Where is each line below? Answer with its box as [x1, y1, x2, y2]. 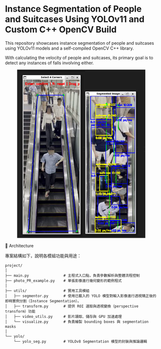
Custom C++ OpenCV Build [5, 24, 117, 35]
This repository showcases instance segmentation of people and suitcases [5, 40, 154, 46]
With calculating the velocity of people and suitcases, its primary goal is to [5, 54, 153, 60]
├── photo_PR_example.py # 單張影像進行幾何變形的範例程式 [5, 279, 122, 283]
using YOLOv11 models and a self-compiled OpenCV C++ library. [5, 45, 134, 51]
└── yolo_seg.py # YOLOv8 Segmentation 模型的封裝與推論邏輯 [14, 339, 147, 344]
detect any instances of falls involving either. [5, 60, 94, 66]
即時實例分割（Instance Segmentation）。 [5, 299, 81, 304]
